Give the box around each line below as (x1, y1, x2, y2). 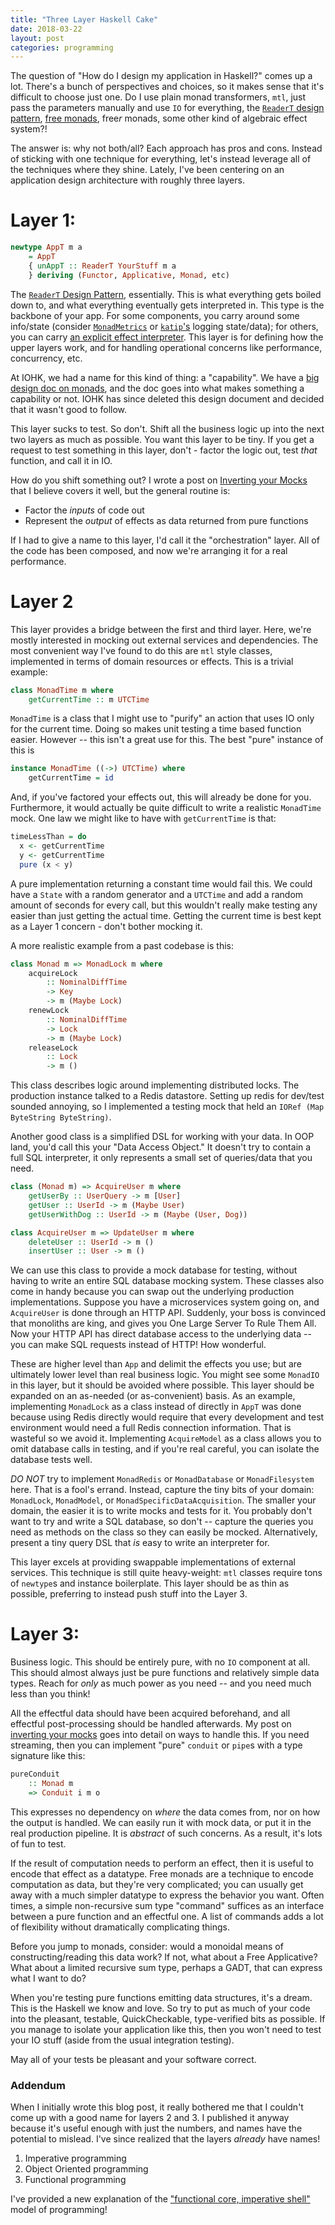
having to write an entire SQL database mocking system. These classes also (10, 1275, 325, 1287)
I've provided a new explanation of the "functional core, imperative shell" (10, 2193, 311, 2205)
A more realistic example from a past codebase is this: (10, 939, 235, 951)
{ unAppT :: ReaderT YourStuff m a (28, 261, 177, 271)
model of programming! (10, 2204, 108, 2216)
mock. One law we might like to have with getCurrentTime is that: (10, 812, 277, 825)
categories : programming (10, 42, 114, 53)
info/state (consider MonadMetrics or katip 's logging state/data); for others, (10, 320, 319, 332)
